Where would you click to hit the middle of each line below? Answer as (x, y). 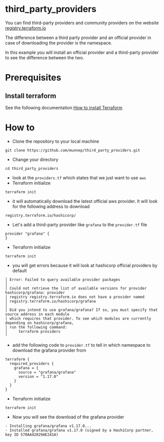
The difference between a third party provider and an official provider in (78, 38)
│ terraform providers (33, 331)
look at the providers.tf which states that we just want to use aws (79, 178)
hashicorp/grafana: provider (35, 292)
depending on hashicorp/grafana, (40, 323)
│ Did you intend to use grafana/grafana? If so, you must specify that (82, 310)
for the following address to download (51, 206)
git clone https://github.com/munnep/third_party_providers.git (73, 150)
